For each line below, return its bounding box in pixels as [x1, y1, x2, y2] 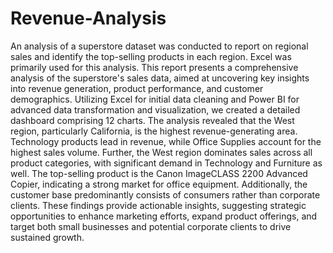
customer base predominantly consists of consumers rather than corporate [10, 188, 321, 201]
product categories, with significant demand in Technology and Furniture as [10, 157, 323, 169]
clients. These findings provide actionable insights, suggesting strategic [10, 199, 307, 211]
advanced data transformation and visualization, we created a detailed [10, 103, 301, 116]
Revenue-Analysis [10, 7, 167, 30]
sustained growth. [10, 231, 85, 243]
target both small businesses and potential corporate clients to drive [10, 220, 292, 232]
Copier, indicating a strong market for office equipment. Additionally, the [10, 178, 308, 190]
